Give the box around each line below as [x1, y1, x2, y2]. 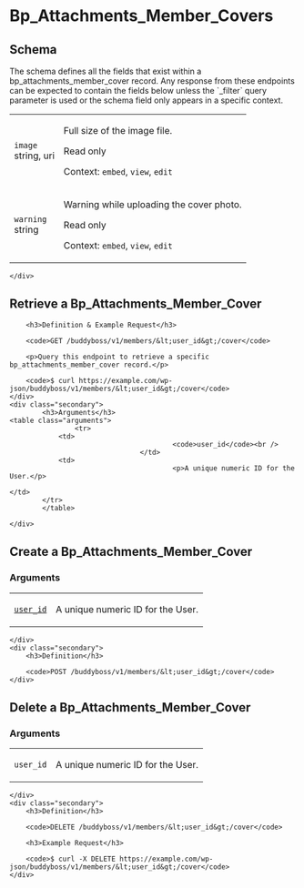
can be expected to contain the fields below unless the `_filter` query [9, 86, 267, 96]
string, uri [14, 149, 56, 162]
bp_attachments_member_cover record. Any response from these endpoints [9, 76, 296, 86]
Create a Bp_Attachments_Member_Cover [9, 544, 253, 560]
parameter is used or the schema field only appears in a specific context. [9, 95, 284, 106]
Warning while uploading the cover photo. [63, 198, 243, 210]
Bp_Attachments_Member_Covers [9, 5, 274, 26]
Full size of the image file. [63, 125, 173, 136]
